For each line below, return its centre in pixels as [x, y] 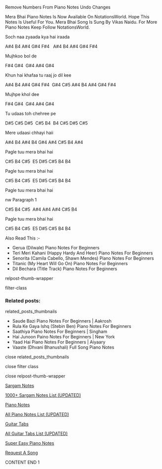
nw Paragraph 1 [21, 200]
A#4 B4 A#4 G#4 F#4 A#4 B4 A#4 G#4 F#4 [51, 46]
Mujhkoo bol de [21, 56]
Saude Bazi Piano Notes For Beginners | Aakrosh [62, 321]
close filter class [22, 367]
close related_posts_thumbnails [37, 357]
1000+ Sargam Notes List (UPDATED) [43, 395]
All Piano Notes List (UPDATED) [37, 415]
